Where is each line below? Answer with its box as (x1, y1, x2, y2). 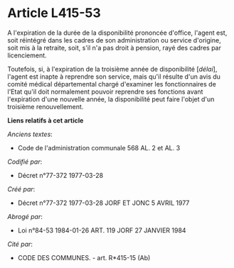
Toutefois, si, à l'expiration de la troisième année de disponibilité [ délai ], (7, 65, 218, 73)
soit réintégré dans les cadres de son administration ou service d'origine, (7, 35, 222, 44)
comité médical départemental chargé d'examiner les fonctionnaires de (7, 79, 217, 88)
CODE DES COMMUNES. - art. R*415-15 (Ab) (17, 253, 151, 262)
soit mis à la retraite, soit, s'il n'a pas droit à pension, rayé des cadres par (7, 43, 222, 52)
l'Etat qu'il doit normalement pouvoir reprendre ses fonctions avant (7, 87, 203, 96)
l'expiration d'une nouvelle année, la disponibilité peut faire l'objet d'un (7, 94, 215, 104)
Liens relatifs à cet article (7, 116, 84, 125)
